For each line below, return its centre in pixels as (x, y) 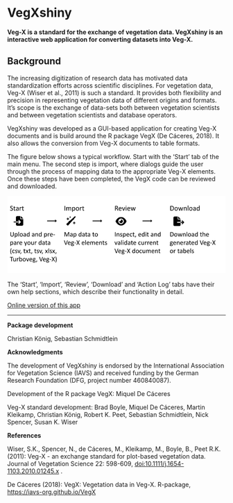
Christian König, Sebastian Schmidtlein (62, 338)
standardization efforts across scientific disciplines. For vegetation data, (110, 85)
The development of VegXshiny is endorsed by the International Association (116, 365)
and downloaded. (32, 186)
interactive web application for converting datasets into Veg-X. (100, 39)
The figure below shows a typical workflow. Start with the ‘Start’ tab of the (113, 156)
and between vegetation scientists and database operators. (92, 115)
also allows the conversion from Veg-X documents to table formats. (104, 143)
